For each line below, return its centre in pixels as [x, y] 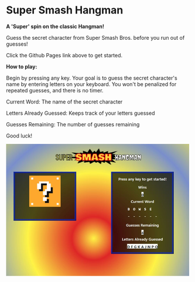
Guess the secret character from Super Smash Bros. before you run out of [95, 37]
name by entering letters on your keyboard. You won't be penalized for [91, 84]
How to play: [22, 66]
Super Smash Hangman [65, 10]
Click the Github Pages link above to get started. [64, 55]
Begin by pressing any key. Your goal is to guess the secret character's [92, 78]
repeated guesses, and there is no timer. [55, 90]
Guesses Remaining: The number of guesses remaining [73, 124]
